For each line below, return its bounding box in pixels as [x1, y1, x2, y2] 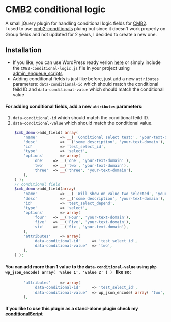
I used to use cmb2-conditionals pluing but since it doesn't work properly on [5, 25, 166, 31]
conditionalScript [5, 311, 43, 317]
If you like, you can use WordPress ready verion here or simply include [12, 59, 161, 66]
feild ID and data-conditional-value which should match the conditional [12, 86, 164, 92]
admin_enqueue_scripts [12, 70, 63, 76]
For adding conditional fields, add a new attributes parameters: [5, 103, 144, 110]
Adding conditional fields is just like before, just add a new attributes [12, 75, 159, 82]
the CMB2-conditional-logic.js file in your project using [12, 65, 130, 71]
